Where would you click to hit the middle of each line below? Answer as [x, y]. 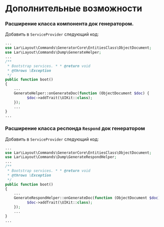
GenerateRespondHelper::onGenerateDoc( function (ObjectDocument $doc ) [87, 198]
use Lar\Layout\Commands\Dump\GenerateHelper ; [53, 52]
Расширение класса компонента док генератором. [70, 24]
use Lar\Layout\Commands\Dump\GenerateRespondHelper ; [61, 157]
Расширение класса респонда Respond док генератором [75, 128]
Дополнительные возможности [74, 9]
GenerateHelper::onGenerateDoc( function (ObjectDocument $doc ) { [82, 93]
